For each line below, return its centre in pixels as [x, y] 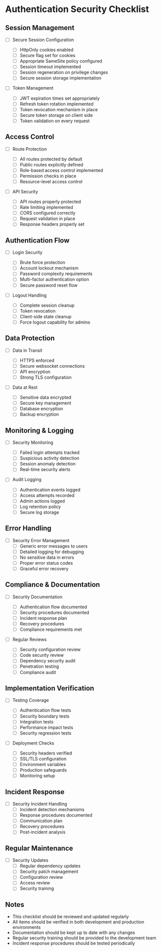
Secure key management [45, 403]
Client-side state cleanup [46, 316]
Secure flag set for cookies [48, 56]
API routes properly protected [50, 202]
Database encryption [41, 409]
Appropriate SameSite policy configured [61, 61]
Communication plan [41, 821]
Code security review [42, 655]
